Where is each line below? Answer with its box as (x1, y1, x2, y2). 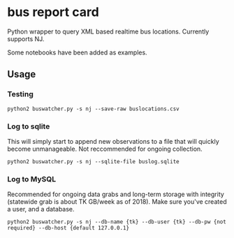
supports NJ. (7, 34, 45, 43)
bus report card (7, 4, 99, 20)
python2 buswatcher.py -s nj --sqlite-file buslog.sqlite (7, 158, 180, 165)
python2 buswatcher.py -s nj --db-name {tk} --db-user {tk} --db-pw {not (7, 218, 227, 225)
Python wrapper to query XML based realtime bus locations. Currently (7, 27, 210, 36)
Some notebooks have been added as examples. (7, 48, 148, 57)
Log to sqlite (7, 121, 50, 131)
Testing (7, 89, 34, 99)
